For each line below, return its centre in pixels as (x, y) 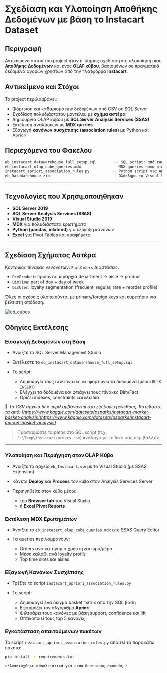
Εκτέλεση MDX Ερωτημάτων (41, 519)
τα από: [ (14, 412)
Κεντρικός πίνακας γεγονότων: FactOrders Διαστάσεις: (62, 267)
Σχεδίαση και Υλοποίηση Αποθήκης (81, 9)
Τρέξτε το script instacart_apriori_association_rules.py (72, 583)
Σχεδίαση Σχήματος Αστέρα (51, 255)
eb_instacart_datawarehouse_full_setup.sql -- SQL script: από (80, 162)
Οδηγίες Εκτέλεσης (37, 328)
